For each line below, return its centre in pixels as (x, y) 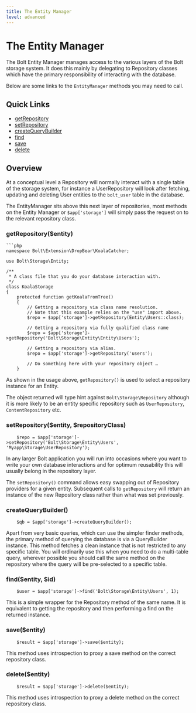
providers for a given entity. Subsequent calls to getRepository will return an (98, 488)
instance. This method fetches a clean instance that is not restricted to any (96, 545)
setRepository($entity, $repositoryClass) (66, 425)
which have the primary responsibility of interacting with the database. (91, 74)
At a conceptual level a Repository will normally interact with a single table (95, 182)
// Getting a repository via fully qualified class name (98, 328)
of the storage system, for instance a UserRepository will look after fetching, (98, 189)
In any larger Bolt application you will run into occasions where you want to (97, 459)
